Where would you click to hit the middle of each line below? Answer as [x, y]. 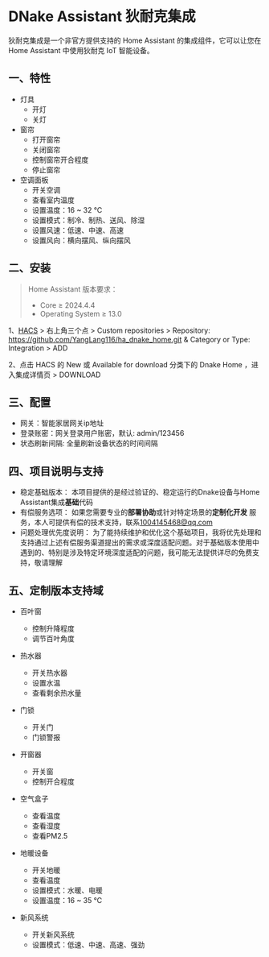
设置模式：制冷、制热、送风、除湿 [88, 220]
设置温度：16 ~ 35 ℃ [67, 900]
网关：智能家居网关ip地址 [62, 423]
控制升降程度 [53, 628]
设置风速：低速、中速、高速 [78, 230]
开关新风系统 [53, 934]
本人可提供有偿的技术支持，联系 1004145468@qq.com [123, 522]
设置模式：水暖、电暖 [67, 890]
